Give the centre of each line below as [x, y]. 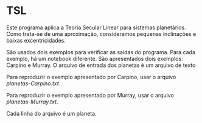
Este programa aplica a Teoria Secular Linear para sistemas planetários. [96, 27]
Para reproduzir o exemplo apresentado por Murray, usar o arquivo [90, 95]
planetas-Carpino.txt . [33, 83]
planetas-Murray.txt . [33, 102]
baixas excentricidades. [36, 40]
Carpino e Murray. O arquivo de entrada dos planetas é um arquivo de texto [101, 65]
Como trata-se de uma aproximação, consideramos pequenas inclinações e [101, 33]
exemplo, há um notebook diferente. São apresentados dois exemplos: [95, 58]
